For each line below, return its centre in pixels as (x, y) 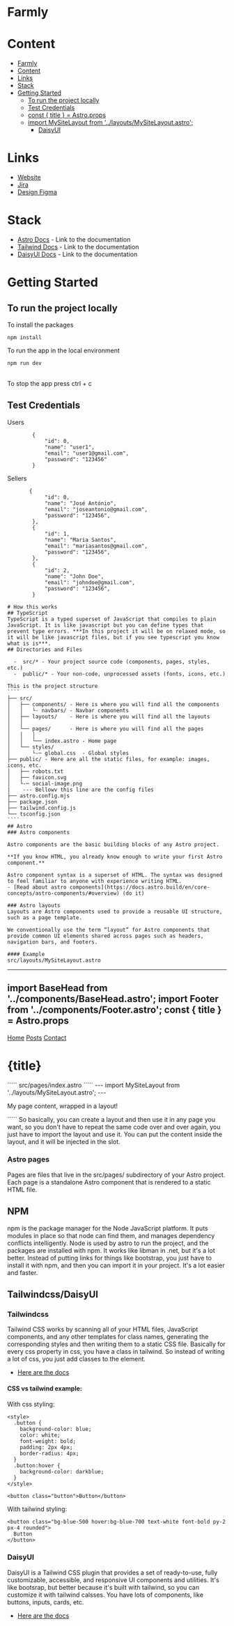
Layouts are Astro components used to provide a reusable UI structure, (115, 912)
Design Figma (37, 192)
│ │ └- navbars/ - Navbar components (68, 710)
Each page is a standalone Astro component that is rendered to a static (109, 1182)
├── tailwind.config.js (42, 808)
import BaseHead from (57, 988)
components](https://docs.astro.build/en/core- (140, 887)
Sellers (17, 478)
